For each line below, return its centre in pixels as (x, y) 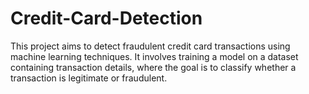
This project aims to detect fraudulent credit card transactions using (150, 46)
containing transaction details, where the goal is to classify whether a (153, 67)
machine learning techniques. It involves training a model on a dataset (154, 56)
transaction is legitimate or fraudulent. (89, 78)
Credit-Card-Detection (106, 18)
